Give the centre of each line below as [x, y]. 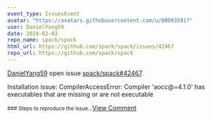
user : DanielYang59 [36, 27]
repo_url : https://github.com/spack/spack [70, 54]
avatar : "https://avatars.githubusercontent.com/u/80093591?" [100, 20]
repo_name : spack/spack [42, 40]
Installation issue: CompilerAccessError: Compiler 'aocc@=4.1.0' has [106, 87]
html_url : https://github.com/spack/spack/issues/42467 [91, 46]
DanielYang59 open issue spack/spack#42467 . [75, 73]
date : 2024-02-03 [33, 33]
